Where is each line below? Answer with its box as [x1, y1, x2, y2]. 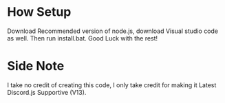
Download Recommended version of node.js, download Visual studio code [7, 27, 219, 35]
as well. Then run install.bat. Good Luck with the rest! [7, 34, 158, 42]
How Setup [7, 4, 72, 20]
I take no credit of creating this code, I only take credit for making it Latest [7, 80, 217, 89]
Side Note [7, 58, 65, 74]
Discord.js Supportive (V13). [7, 88, 87, 96]
